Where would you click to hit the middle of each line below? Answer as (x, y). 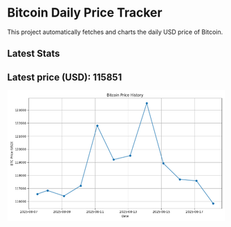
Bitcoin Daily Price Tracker (85, 13)
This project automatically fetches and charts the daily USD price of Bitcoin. (115, 32)
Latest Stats (34, 54)
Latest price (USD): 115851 (65, 77)
